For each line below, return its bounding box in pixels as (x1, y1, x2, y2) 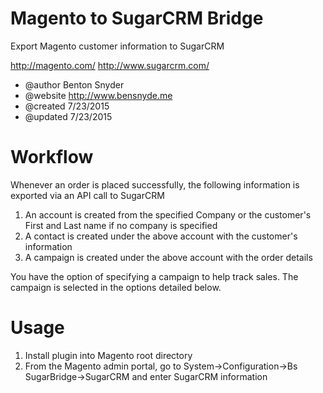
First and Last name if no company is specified (24, 219, 218, 231)
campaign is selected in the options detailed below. (10, 281, 222, 293)
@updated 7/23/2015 (24, 110, 113, 122)
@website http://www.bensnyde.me (24, 89, 173, 101)
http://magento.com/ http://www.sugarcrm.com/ (10, 59, 210, 71)
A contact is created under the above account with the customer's (24, 230, 298, 242)
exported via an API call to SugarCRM (10, 189, 165, 201)
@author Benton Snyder (24, 78, 125, 91)
